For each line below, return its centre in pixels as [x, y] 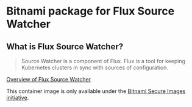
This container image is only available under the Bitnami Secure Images [96, 91]
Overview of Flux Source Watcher [49, 79]
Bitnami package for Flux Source [91, 11]
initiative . [18, 98]
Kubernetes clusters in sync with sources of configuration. [95, 67]
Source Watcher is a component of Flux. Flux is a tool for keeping [103, 61]
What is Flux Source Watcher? [65, 47]
